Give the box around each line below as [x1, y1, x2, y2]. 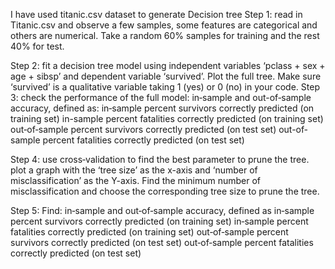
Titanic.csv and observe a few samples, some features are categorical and [10, 19, 318, 31]
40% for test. [10, 40, 65, 52]
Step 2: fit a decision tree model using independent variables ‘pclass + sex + [10, 60, 326, 71]
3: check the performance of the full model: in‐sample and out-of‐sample [10, 92, 312, 103]
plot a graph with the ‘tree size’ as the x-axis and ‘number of [10, 164, 258, 176]
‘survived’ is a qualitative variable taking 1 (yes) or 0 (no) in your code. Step [10, 81, 320, 93]
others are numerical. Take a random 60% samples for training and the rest [10, 30, 320, 41]
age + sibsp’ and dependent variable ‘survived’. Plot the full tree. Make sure [10, 70, 322, 82]
